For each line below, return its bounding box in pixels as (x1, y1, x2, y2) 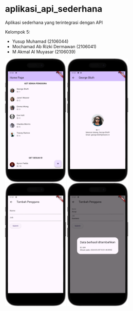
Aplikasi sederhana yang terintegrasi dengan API (5, 19, 103, 25)
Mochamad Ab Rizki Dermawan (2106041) (12, 43, 96, 49)
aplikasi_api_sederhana (5, 3, 102, 15)
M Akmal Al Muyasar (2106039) (12, 49, 76, 55)
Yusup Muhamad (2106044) (12, 38, 69, 44)
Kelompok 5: (5, 29, 30, 35)
